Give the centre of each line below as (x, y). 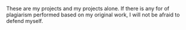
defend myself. (25, 21)
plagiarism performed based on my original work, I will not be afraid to (93, 15)
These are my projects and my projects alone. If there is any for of (88, 9)
